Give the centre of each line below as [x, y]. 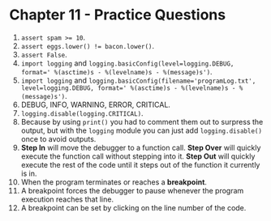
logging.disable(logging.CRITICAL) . [82, 113]
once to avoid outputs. [58, 138]
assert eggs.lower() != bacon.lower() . [88, 45]
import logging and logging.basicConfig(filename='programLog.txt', [138, 80]
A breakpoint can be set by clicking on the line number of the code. [133, 207]
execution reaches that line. [67, 199]
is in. [29, 173]
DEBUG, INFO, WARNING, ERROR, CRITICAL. [96, 104]
